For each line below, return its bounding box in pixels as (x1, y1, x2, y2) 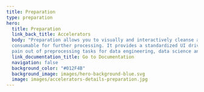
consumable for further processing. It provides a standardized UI (12, 43, 186, 49)
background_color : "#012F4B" (12, 65, 86, 71)
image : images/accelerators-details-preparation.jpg (12, 76, 148, 82)
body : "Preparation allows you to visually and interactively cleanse (12, 37, 194, 43)
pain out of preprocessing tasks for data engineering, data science (12, 48, 191, 54)
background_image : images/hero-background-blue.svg (12, 71, 146, 77)
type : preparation (6, 15, 53, 21)
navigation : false (12, 59, 59, 65)
